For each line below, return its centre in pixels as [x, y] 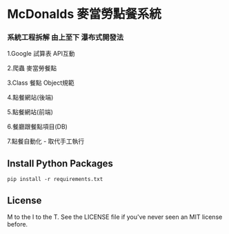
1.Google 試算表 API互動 [41, 54]
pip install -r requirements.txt [55, 180]
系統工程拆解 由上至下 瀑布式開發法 [66, 37]
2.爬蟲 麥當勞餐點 [32, 68]
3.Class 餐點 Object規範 [41, 83]
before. [18, 224]
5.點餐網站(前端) [30, 112]
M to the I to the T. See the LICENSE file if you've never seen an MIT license [115, 217]
